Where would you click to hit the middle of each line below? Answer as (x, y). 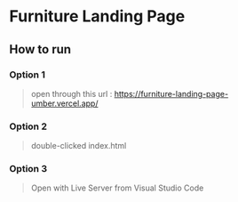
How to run (40, 49)
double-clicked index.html (79, 146)
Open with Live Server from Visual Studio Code (117, 188)
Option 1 (28, 75)
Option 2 (28, 126)
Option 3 (28, 169)
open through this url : (71, 93)
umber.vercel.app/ (64, 103)
